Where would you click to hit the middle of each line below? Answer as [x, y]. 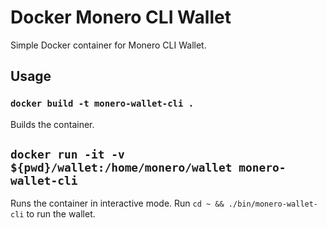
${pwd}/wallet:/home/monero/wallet [121, 168]
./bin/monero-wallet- [273, 204]
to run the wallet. [61, 214]
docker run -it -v [67, 154]
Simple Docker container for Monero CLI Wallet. [108, 45]
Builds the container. [52, 124]
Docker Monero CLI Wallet [121, 17]
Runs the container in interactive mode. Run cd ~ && [117, 203]
